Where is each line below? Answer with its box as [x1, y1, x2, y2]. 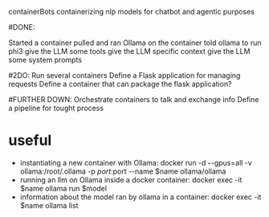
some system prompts [8, 55, 83, 64]
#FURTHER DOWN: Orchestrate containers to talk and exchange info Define [8, 95, 259, 104]
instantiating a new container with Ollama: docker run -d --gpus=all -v [19, 158, 253, 167]
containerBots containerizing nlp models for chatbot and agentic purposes [8, 7, 255, 16]
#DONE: [8, 23, 35, 31]
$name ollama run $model [19, 183, 107, 193]
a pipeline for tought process [8, 104, 104, 113]
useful [8, 132, 52, 149]
